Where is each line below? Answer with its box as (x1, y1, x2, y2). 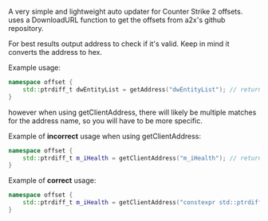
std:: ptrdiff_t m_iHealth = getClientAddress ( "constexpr (22, 199, 216, 207)
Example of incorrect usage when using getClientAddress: (8, 131, 202, 141)
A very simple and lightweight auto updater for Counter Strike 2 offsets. (8, 7, 243, 16)
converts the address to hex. (8, 48, 102, 56)
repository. (8, 24, 44, 33)
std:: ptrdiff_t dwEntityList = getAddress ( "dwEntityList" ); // (22, 85, 238, 94)
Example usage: (8, 63, 61, 72)
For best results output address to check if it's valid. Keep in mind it (8, 39, 230, 48)
